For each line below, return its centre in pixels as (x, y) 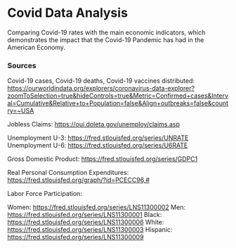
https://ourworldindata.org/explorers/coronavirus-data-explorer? (101, 89)
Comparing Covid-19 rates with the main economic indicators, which (106, 32)
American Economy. (36, 47)
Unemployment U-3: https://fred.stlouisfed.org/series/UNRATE (98, 138)
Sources (22, 65)
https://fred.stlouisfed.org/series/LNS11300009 (76, 237)
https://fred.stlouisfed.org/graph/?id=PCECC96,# (78, 180)
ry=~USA (21, 111)
